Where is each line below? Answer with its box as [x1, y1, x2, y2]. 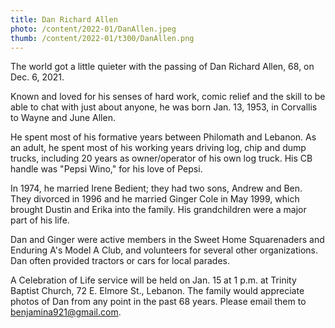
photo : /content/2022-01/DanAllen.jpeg [10, 24, 177, 34]
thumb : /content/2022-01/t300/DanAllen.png [10, 33, 195, 43]
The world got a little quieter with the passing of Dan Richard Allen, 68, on [10, 61, 315, 73]
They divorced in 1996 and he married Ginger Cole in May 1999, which [10, 193, 300, 205]
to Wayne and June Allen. [10, 112, 116, 124]
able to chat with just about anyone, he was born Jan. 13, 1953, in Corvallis [10, 101, 318, 113]
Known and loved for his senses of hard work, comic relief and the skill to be [10, 91, 326, 103]
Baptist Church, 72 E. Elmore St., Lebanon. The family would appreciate [10, 285, 305, 297]
